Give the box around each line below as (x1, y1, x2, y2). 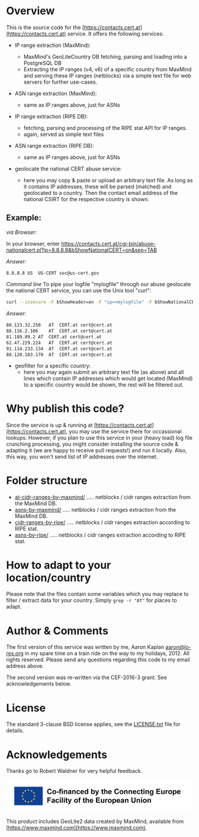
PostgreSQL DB (23, 59, 62, 66)
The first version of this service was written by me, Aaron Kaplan (6, 643, 165, 651)
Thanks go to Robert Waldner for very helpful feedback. (6, 768, 143, 775)
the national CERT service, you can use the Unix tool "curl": (6, 287, 152, 294)
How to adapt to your (6, 558, 111, 572)
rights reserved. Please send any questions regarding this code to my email (6, 656, 191, 663)
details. (6, 727, 24, 734)
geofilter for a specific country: (14, 362, 91, 369)
